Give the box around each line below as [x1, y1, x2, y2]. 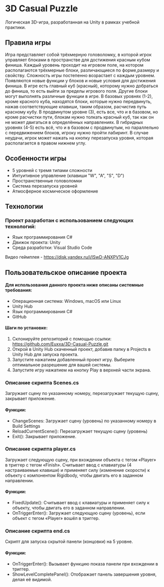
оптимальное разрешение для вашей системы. [12, 362, 112, 368]
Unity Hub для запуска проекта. [12, 351, 79, 358]
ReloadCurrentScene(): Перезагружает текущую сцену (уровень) [12, 428, 148, 434]
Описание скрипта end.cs [5, 527, 70, 534]
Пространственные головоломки [12, 177, 82, 184]
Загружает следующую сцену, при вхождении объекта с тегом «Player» [5, 457, 157, 463]
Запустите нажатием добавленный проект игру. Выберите [12, 357, 135, 363]
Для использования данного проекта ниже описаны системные [5, 282, 144, 288]
